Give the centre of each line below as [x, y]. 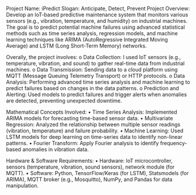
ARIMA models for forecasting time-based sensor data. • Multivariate [90, 118]
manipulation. [23, 186]
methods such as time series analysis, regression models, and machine [92, 33]
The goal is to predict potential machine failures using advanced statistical [96, 27]
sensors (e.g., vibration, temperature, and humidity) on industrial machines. [97, 21]
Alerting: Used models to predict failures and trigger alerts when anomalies [97, 94]
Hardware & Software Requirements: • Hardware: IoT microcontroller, [89, 161]
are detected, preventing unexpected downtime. [64, 101]
